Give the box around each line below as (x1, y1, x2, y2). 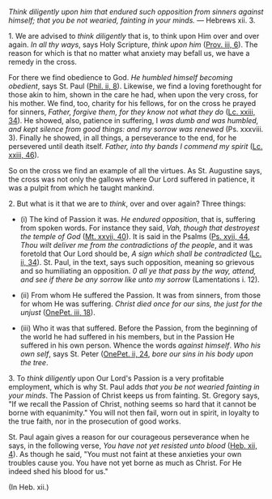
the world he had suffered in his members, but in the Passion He (19, 332, 235, 341)
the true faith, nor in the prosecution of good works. (8, 416, 181, 426)
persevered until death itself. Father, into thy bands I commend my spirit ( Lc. (8, 142, 263, 151)
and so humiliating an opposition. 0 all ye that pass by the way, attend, (19, 267, 257, 275)
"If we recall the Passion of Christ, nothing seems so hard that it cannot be (8, 399, 257, 408)
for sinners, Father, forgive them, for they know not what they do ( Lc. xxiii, (8, 107, 256, 117)
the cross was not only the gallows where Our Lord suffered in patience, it (8, 174, 255, 184)
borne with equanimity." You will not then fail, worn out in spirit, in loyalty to (8, 408, 260, 417)
